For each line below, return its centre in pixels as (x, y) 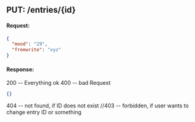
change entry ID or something (44, 112)
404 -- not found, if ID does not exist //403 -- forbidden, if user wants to (98, 106)
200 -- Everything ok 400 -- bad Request (59, 83)
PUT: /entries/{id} (41, 10)
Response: (20, 69)
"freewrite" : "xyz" (37, 50)
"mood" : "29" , (30, 44)
